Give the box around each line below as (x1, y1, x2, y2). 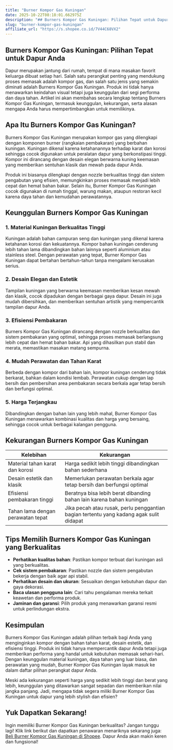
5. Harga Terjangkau (5, 398, 58, 406)
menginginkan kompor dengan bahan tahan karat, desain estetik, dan (5, 640, 152, 646)
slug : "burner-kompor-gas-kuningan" (5, 22, 84, 27)
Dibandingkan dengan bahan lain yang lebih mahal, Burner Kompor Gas (5, 410, 157, 416)
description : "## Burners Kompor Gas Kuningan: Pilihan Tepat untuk (5, 17, 155, 22)
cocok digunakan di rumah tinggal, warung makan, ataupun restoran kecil (5, 188, 161, 194)
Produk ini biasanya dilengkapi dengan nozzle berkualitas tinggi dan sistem (5, 171, 165, 178)
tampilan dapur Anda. (5, 304, 51, 310)
